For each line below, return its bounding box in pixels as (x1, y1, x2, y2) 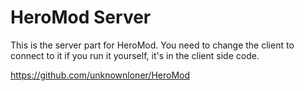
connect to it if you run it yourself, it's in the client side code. (10, 49, 260, 61)
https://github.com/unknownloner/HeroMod (10, 69, 190, 81)
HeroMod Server (10, 6, 152, 29)
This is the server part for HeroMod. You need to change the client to (10, 39, 295, 51)
